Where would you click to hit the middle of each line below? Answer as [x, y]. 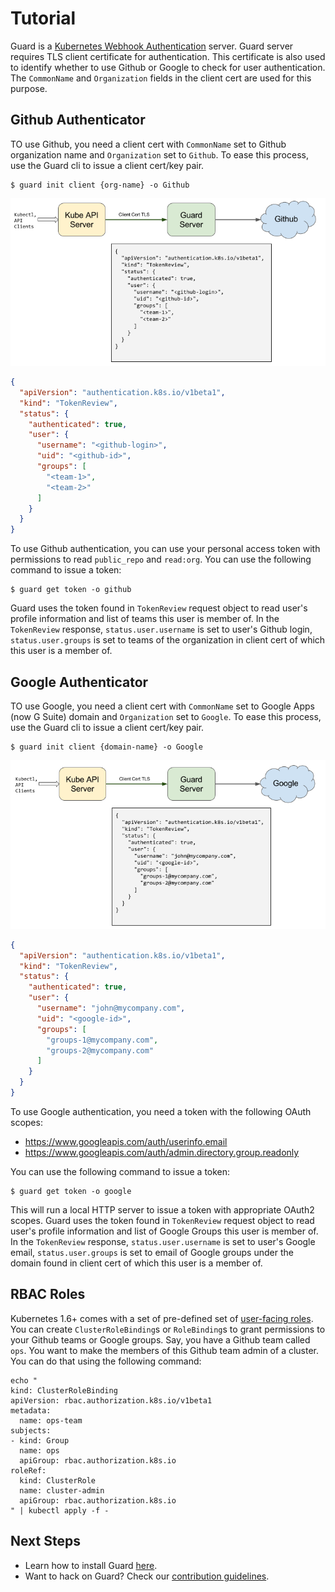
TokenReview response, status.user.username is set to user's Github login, [161, 629]
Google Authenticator [79, 682]
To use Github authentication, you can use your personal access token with [165, 549]
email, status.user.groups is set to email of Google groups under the [152, 1252]
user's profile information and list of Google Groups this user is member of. [164, 1231]
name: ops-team [51, 1420]
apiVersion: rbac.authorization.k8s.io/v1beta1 [111, 1400]
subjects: [31, 1430]
